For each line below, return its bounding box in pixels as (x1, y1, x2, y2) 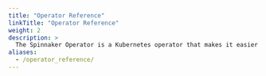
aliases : (8, 48, 37, 56)
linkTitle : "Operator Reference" (8, 19, 119, 27)
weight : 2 (8, 26, 41, 34)
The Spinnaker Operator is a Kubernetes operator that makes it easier (15, 41, 259, 49)
